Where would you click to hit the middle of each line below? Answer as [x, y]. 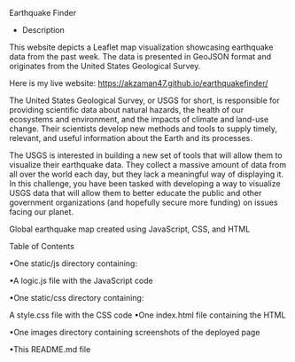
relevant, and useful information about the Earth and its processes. [131, 138]
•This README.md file [50, 349]
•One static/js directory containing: [73, 264]
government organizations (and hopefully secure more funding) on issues [144, 202]
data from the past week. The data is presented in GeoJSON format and [140, 56]
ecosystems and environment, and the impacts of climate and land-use [139, 119]
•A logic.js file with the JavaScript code [81, 280]
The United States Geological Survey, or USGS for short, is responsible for [145, 100]
